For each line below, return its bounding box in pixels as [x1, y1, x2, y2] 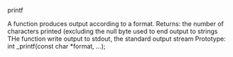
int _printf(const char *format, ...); [7, 42, 106, 50]
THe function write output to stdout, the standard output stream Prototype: [7, 34, 226, 43]
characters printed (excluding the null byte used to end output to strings [7, 27, 218, 35]
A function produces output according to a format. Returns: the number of [7, 20, 224, 27]
